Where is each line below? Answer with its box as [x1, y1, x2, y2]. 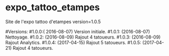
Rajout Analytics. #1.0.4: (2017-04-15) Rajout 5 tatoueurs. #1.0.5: [5, 39, 141, 45]
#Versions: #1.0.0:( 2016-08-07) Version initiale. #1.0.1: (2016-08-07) [5, 28, 151, 34]
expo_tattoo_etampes [5, 2, 100, 13]
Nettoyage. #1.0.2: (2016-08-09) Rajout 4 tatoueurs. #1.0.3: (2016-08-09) [5, 34, 161, 40]
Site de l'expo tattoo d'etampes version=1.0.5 [5, 18, 101, 25]
